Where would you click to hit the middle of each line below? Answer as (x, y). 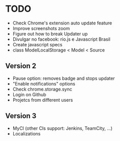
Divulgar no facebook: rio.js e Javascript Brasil (62, 39)
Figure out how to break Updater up (50, 34)
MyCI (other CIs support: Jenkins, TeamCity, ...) (63, 128)
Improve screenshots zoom (41, 28)
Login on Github (29, 94)
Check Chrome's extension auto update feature (62, 23)
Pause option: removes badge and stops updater (64, 78)
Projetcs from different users (43, 100)
